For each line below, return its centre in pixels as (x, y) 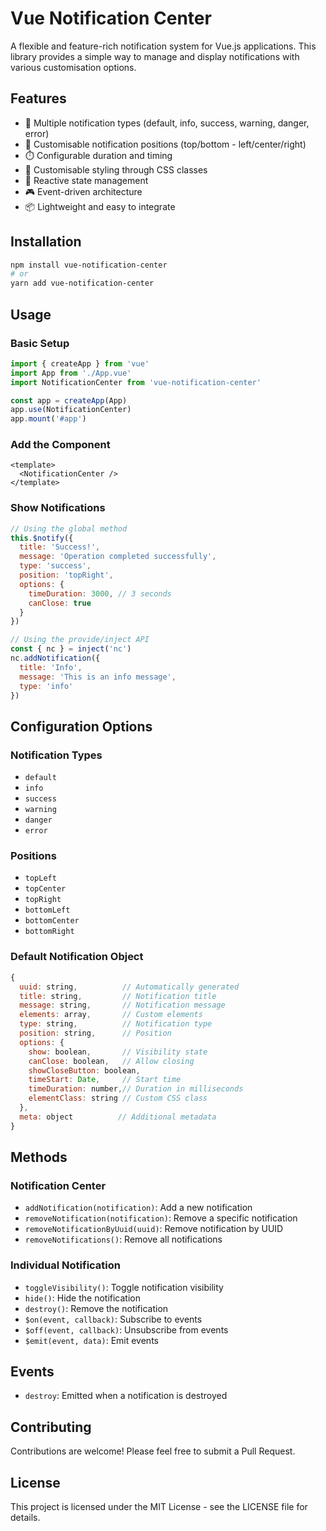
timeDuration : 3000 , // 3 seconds (100, 593)
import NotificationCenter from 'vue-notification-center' (136, 382)
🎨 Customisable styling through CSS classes (116, 169)
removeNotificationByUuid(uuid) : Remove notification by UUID (154, 1229)
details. (25, 1518)
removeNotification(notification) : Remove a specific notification (161, 1218)
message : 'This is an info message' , (98, 677)
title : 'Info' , (51, 667)
